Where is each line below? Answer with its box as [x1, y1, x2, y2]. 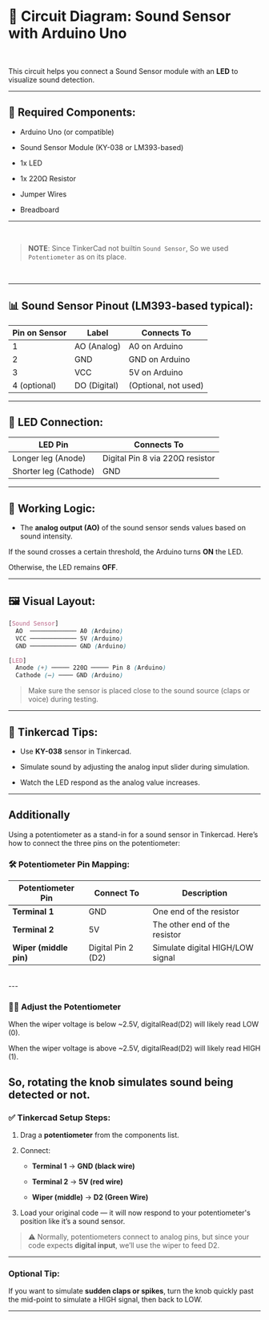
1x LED [19, 158, 42, 168]
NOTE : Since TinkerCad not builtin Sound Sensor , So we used [27, 243, 229, 253]
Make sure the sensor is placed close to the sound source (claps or [27, 686, 251, 696]
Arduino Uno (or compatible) [19, 127, 114, 136]
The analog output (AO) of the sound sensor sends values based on [19, 523, 247, 533]
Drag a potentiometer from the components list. [19, 1131, 180, 1140]
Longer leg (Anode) [12, 453, 86, 464]
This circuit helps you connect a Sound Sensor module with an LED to [8, 66, 239, 75]
